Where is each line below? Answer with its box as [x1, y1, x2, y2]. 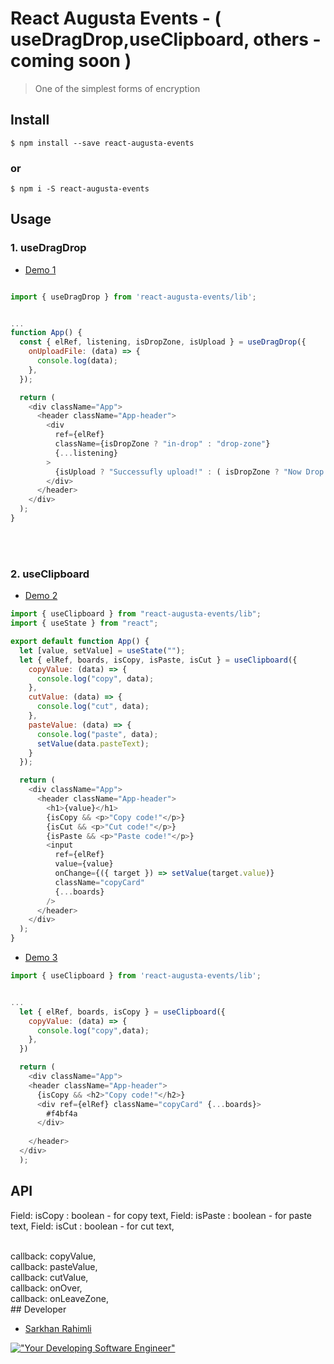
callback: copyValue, [10, 1250, 97, 1262]
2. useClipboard [10, 567, 90, 581]
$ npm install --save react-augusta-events [10, 138, 195, 148]
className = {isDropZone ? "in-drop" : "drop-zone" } [54, 439, 271, 449]
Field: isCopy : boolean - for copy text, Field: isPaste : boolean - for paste [10, 1209, 313, 1221]
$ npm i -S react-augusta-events [10, 184, 150, 194]
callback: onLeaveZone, [10, 1292, 109, 1304]
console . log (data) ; [36, 356, 118, 366]
